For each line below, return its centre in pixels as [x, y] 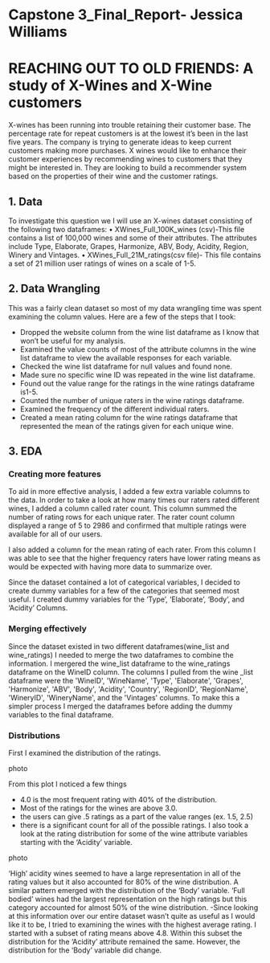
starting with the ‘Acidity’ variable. [76, 843]
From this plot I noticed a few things [67, 784]
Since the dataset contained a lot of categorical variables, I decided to [125, 582]
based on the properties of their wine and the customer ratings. [113, 176]
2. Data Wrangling [54, 289]
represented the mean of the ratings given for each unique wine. [127, 426]
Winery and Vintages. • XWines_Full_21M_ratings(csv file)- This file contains [135, 255]
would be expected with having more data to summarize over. [110, 567]
